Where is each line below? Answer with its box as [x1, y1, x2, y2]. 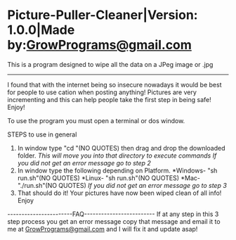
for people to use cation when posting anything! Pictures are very [7, 88, 197, 96]
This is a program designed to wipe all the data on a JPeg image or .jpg [7, 60, 214, 68]
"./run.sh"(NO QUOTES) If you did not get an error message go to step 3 [17, 181, 227, 189]
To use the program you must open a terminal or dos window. [7, 116, 185, 125]
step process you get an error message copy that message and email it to [7, 217, 221, 225]
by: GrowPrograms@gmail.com [7, 37, 192, 53]
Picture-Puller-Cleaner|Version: [7, 7, 198, 23]
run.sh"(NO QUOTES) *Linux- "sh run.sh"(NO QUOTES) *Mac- [17, 173, 200, 182]
